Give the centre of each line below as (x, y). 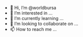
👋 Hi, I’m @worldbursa (33, 8)
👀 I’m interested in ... (31, 13)
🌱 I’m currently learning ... (37, 18)
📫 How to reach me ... (33, 29)
